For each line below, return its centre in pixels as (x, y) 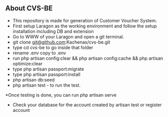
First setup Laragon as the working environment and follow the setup (85, 26)
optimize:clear (27, 63)
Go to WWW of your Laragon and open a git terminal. (68, 36)
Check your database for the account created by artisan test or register (87, 105)
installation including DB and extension (53, 31)
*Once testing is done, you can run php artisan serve (61, 95)
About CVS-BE (29, 8)
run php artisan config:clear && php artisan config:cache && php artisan (88, 58)
